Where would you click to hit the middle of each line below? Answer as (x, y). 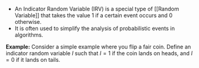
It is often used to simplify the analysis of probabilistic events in (95, 28)
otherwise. (28, 22)
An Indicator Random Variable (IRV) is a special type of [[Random (97, 9)
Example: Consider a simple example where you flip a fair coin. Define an (98, 47)
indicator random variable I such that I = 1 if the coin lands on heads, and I (99, 53)
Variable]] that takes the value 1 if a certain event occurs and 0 (93, 15)
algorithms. (29, 35)
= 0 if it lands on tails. (33, 60)
